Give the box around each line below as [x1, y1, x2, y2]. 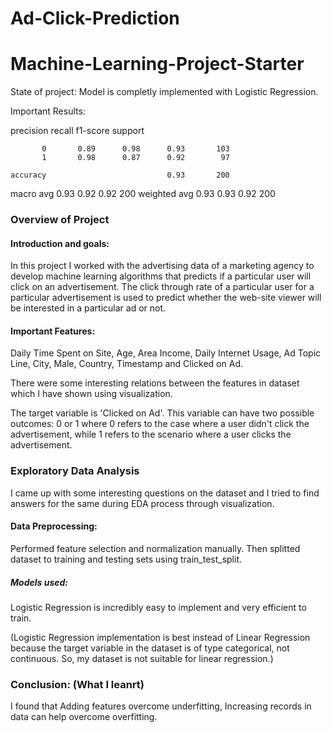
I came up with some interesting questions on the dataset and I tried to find [10, 487, 320, 499]
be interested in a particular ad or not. [10, 302, 167, 314]
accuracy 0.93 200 [10, 170, 230, 181]
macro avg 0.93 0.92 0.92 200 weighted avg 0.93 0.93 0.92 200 [10, 188, 276, 200]
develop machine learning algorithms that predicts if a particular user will [10, 270, 312, 282]
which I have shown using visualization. [10, 388, 173, 400]
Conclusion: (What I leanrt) [10, 677, 145, 691]
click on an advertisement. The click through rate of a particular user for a [10, 281, 315, 293]
